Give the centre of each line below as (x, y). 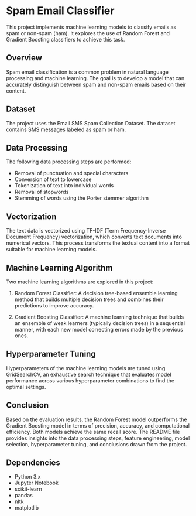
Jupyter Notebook (36, 483)
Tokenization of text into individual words (64, 186)
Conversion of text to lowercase (53, 179)
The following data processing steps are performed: (69, 162)
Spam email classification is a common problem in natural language (87, 72)
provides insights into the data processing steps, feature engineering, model (98, 438)
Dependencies (33, 463)
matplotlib (27, 508)
